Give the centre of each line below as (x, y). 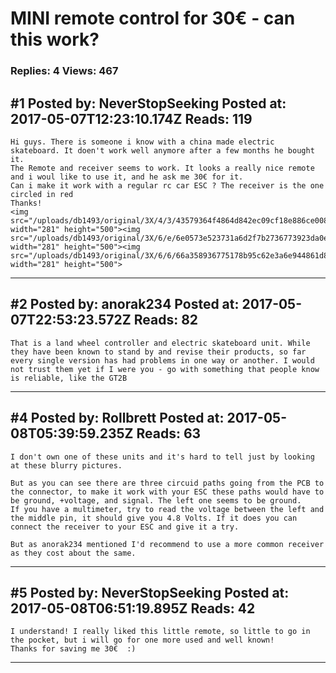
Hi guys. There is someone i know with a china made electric (142, 142)
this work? (55, 39)
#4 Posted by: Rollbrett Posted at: (117, 418)
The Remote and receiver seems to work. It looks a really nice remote (162, 168)
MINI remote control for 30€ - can (153, 18)
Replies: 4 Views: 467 (64, 71)
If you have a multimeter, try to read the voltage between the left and (167, 509)
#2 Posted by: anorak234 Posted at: (125, 304)
